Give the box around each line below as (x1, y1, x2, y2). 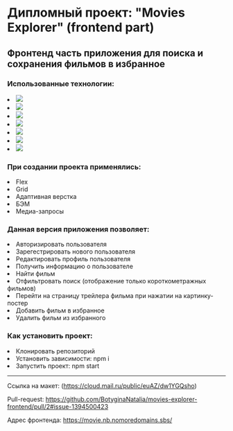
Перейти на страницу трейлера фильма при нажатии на (16, 292, 182, 300)
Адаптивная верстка (16, 193, 77, 201)
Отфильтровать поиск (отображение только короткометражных (16, 277, 207, 285)
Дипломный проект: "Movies (7, 5, 185, 21)
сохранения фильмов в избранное (7, 58, 165, 70)
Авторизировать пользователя (16, 240, 107, 249)
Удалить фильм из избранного (16, 314, 106, 322)
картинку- (183, 292, 214, 300)
